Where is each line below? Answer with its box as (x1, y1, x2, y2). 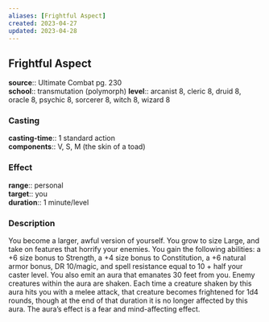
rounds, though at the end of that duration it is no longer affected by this (8, 295, 248, 306)
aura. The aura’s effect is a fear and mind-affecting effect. (8, 304, 201, 314)
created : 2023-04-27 (8, 19, 78, 27)
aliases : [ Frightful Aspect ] (8, 11, 106, 20)
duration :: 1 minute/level (8, 197, 89, 207)
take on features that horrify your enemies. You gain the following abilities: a (8, 245, 262, 254)
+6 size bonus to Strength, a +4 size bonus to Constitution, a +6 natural (8, 253, 246, 262)
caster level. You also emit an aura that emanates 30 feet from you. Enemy (8, 270, 255, 280)
